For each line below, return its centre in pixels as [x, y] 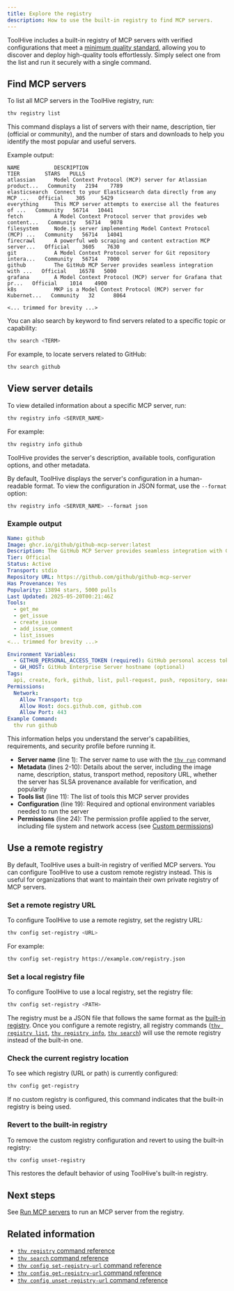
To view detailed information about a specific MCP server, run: [97, 405]
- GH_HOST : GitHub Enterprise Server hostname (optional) [100, 667]
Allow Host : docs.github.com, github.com [80, 706]
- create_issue [36, 623]
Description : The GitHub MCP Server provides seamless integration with [115, 551]
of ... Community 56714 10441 [60, 211]
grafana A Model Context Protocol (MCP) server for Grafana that [115, 278]
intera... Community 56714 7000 [63, 259]
